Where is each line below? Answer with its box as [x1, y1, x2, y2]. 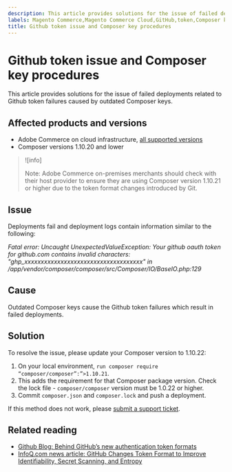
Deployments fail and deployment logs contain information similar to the [8, 222, 212, 230]
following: [8, 229, 36, 237]
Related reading [8, 424, 78, 436]
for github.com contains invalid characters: [8, 250, 131, 258]
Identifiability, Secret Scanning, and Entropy [17, 457, 143, 465]
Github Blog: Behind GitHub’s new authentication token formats [17, 442, 197, 451]
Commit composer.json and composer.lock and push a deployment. [17, 391, 207, 399]
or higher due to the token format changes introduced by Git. [24, 184, 198, 193]
